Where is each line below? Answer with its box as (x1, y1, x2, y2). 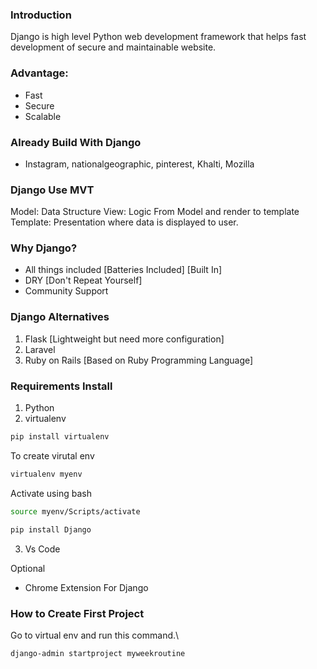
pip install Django (10, 524, 92, 535)
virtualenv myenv (10, 469, 83, 479)
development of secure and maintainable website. (10, 41, 217, 53)
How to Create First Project (10, 606, 145, 620)
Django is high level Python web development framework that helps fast (10, 31, 307, 43)
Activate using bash (10, 487, 92, 499)
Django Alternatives (10, 310, 110, 324)
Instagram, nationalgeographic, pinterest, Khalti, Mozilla (24, 158, 255, 170)
